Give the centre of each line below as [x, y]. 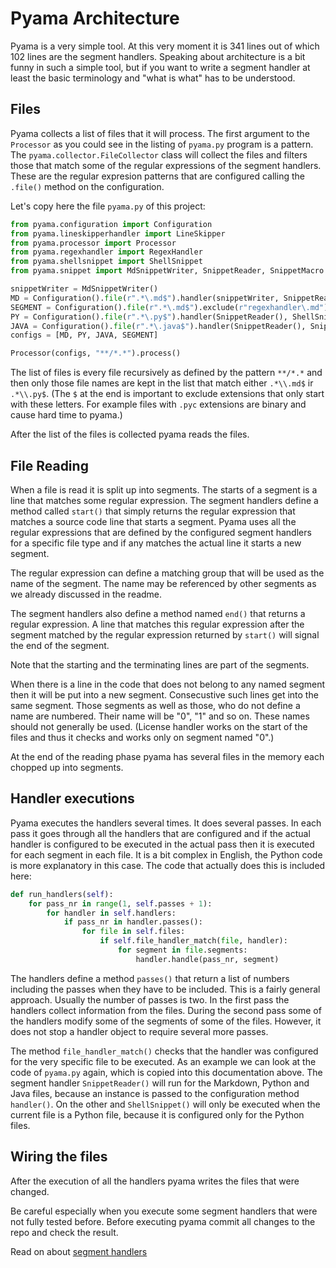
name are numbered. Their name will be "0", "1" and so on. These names [160, 716]
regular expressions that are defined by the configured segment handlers [161, 532]
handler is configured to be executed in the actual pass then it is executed [162, 844]
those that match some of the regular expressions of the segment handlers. [166, 165]
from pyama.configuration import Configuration [111, 224]
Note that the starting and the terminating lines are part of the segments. [160, 664]
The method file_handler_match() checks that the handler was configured [164, 1051]
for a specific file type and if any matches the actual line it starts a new [156, 543]
